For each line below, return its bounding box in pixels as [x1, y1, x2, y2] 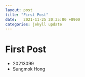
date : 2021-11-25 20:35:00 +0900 [5, 17, 80, 22]
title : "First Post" [5, 12, 49, 17]
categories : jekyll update [5, 21, 62, 27]
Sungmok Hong [12, 66, 46, 72]
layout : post [5, 7, 33, 13]
